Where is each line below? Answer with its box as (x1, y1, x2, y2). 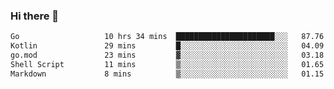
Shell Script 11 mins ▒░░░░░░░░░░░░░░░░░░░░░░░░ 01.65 (10, 59, 325, 69)
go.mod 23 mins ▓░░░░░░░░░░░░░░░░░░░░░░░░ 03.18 (10, 50, 325, 61)
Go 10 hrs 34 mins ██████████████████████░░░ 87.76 (10, 32, 325, 42)
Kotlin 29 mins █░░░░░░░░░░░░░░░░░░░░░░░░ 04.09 (10, 41, 325, 51)
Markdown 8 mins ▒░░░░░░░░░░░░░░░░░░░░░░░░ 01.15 (10, 69, 325, 79)
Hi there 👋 (10, 9, 60, 23)
